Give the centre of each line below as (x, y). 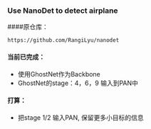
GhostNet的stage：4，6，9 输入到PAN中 (78, 83)
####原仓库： (28, 27)
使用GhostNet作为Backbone (59, 74)
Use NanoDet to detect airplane (63, 11)
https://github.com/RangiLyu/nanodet (63, 40)
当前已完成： (26, 57)
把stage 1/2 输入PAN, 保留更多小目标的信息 (80, 117)
